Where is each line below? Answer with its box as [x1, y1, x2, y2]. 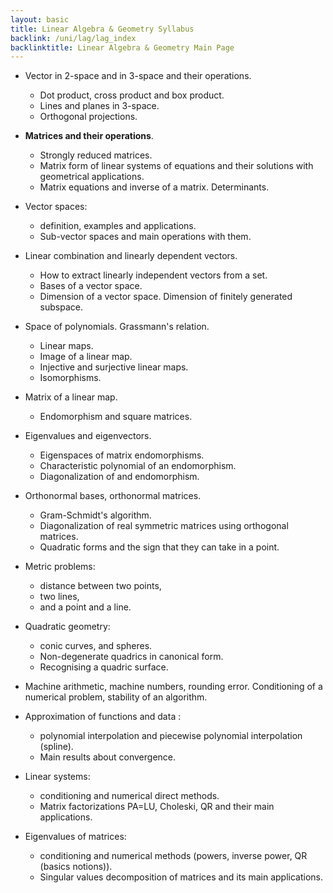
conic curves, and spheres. [39, 640, 153, 652]
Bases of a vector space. [39, 280, 143, 292]
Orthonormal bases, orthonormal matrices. [24, 490, 202, 502]
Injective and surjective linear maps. [39, 361, 189, 373]
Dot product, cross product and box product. [39, 89, 225, 101]
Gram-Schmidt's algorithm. [39, 509, 152, 521]
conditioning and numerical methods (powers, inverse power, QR [39, 850, 308, 862]
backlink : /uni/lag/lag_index [10, 33, 137, 43]
